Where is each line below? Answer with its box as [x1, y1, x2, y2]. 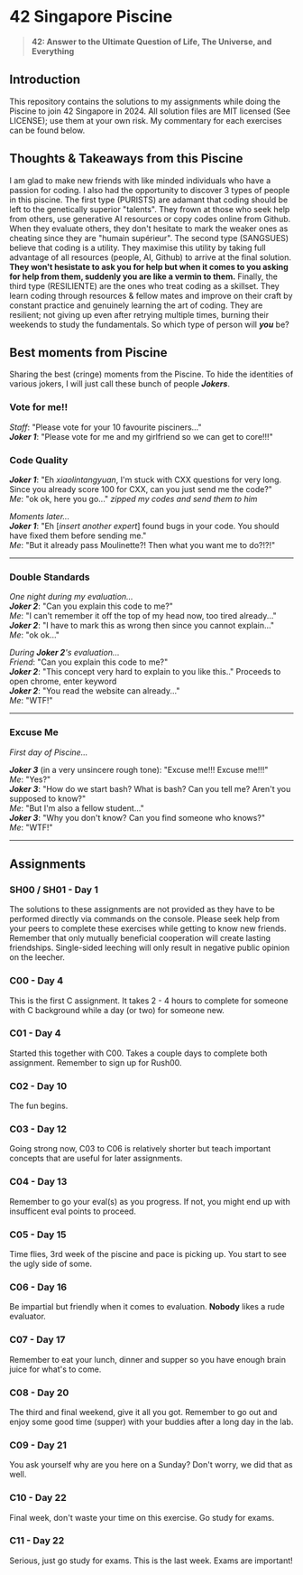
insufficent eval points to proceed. [9, 1206, 137, 1216]
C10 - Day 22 [9, 1492, 67, 1505]
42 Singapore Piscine [9, 6, 173, 27]
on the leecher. [9, 952, 66, 963]
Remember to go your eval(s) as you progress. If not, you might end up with [9, 1196, 290, 1207]
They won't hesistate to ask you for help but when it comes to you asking [9, 261, 289, 272]
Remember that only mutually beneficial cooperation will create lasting [9, 933, 271, 944]
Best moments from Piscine [9, 345, 168, 360]
